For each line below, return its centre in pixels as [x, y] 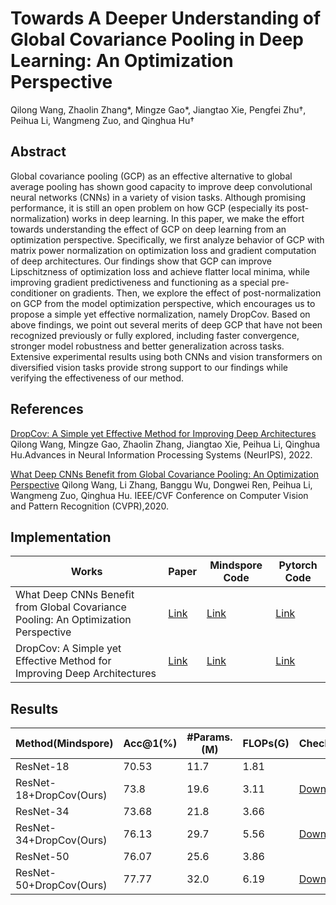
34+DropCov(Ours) [61, 840]
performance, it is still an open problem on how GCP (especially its [147, 208]
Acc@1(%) [150, 744]
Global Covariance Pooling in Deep [157, 39]
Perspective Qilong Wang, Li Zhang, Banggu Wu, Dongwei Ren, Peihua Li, [161, 484]
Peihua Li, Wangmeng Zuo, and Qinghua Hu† [102, 120]
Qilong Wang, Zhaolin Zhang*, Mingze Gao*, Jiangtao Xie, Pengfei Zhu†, [158, 109]
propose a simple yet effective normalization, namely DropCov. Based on [160, 314]
